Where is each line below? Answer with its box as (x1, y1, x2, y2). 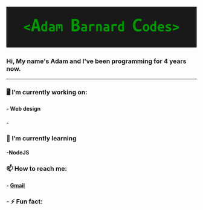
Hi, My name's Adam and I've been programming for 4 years (6, 57, 187, 65)
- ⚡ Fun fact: (6, 197, 43, 206)
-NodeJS (6, 149, 30, 156)
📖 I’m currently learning (6, 134, 77, 142)
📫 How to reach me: (6, 165, 68, 173)
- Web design (6, 105, 41, 113)
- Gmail (6, 182, 25, 189)
